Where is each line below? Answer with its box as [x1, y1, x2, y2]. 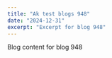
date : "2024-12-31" [7, 17, 65, 24]
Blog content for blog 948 [7, 43, 83, 52]
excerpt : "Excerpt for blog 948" [7, 23, 106, 30]
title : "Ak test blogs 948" [7, 10, 91, 18]
